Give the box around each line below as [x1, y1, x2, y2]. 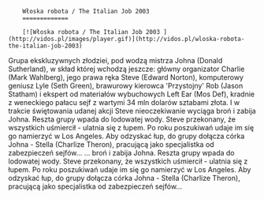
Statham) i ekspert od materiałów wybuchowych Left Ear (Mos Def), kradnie [8, 89, 255, 99]
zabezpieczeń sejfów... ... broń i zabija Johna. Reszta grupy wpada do [8, 148, 235, 157]
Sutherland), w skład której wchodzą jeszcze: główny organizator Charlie [8, 64, 245, 73]
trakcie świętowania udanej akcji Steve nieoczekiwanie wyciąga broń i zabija [8, 107, 256, 115]
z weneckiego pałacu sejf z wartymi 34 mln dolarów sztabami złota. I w [8, 98, 240, 107]
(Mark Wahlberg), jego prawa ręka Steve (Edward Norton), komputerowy [8, 73, 244, 82]
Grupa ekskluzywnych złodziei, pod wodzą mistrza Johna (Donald [8, 56, 223, 65]
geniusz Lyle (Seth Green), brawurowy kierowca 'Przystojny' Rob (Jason [8, 81, 244, 90]
